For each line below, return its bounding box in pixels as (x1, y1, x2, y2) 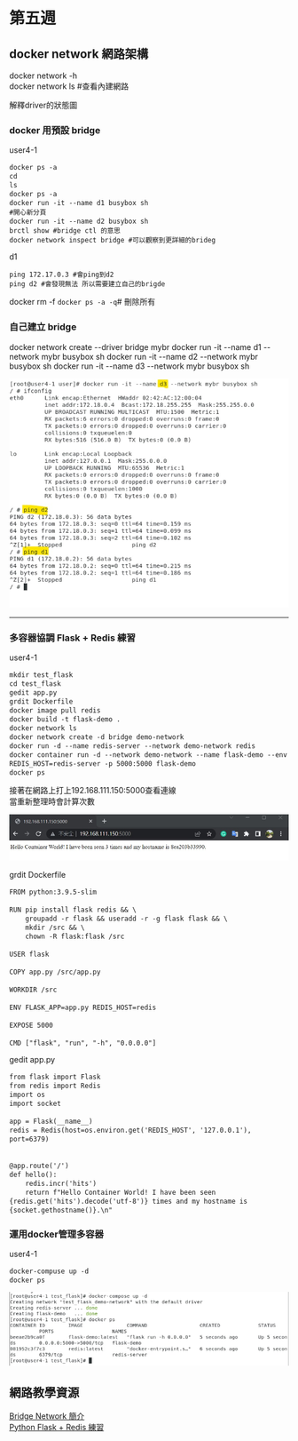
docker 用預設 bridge (9, 123, 101, 136)
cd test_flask (9, 679, 62, 689)
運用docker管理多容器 (9, 1228, 105, 1240)
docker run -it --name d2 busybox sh (9, 217, 149, 227)
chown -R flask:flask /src (25, 932, 125, 941)
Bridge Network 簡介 (9, 1410, 85, 1421)
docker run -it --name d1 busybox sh (9, 199, 149, 208)
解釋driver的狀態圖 (9, 100, 78, 110)
